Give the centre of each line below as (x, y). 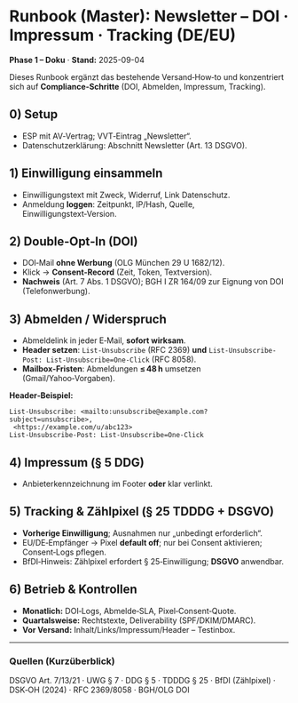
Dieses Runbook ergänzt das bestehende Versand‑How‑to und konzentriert (147, 76)
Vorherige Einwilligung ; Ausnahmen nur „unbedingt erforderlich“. (142, 533)
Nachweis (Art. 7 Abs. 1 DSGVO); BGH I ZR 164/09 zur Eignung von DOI (153, 282)
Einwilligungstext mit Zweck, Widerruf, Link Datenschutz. (126, 195)
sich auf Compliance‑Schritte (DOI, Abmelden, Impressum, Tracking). (137, 86)
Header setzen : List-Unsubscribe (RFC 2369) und (114, 350)
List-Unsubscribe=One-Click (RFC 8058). (121, 359)
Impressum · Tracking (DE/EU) (123, 35)
